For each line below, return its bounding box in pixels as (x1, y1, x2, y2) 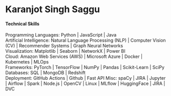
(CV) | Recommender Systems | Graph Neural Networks (5, 43, 123, 49)
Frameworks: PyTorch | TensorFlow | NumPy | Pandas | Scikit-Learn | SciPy (5, 65, 165, 71)
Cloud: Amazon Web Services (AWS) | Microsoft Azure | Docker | (5, 53, 143, 59)
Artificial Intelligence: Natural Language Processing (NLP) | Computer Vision (5, 37, 166, 44)
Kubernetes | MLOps (5, 59, 49, 65)
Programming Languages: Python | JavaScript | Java (5, 32, 117, 38)
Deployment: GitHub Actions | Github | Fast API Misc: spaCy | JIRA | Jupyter (5, 75, 166, 81)
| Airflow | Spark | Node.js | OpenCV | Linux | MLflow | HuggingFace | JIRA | (5, 80, 165, 87)
